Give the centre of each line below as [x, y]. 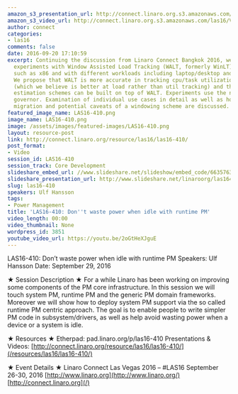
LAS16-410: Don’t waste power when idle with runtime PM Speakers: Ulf [112, 258]
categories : [25, 34]
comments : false [31, 47]
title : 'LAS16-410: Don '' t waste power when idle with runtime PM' [109, 212]
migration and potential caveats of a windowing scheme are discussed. [122, 106]
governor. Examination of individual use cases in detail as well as [118, 100]
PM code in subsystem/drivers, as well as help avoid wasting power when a [118, 317]
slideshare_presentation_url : [52, 179]
